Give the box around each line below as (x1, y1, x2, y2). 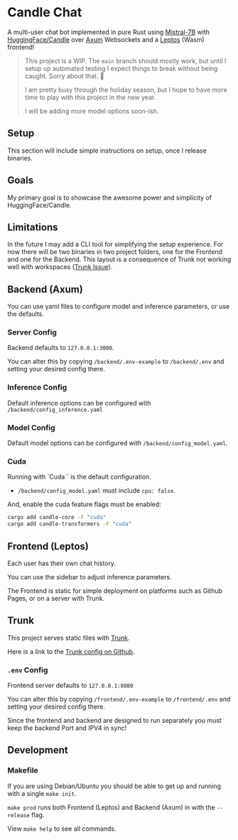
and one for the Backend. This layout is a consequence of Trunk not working (7, 255, 232, 263)
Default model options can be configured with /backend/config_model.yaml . (7, 439, 228, 447)
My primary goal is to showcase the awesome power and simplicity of (7, 193, 212, 202)
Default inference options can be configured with (7, 398, 151, 407)
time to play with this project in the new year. (24, 93, 156, 102)
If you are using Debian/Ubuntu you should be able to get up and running (7, 782, 222, 790)
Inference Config (7, 383, 67, 393)
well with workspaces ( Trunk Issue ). (7, 263, 113, 271)
